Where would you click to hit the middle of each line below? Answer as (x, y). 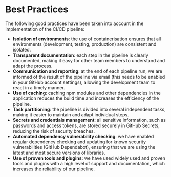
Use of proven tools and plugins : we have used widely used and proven (89, 158)
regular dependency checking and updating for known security (79, 142)
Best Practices (37, 9)
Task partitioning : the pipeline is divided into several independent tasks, (89, 109)
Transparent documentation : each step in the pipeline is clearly (80, 55)
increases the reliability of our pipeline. (54, 169)
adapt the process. (33, 66)
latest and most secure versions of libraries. (59, 153)
